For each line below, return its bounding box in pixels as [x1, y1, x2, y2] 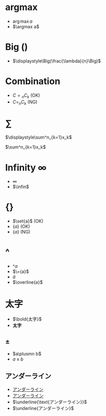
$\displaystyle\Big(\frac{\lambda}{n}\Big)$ [12, 57, 101, 64]
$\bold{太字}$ [12, 316, 42, 322]
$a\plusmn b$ [12, 350, 42, 356]
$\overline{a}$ [12, 279, 43, 285]
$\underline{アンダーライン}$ [12, 405, 74, 411]
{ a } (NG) [12, 229, 31, 235]
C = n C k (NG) [12, 99, 38, 106]
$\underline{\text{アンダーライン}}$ [12, 399, 87, 405]
